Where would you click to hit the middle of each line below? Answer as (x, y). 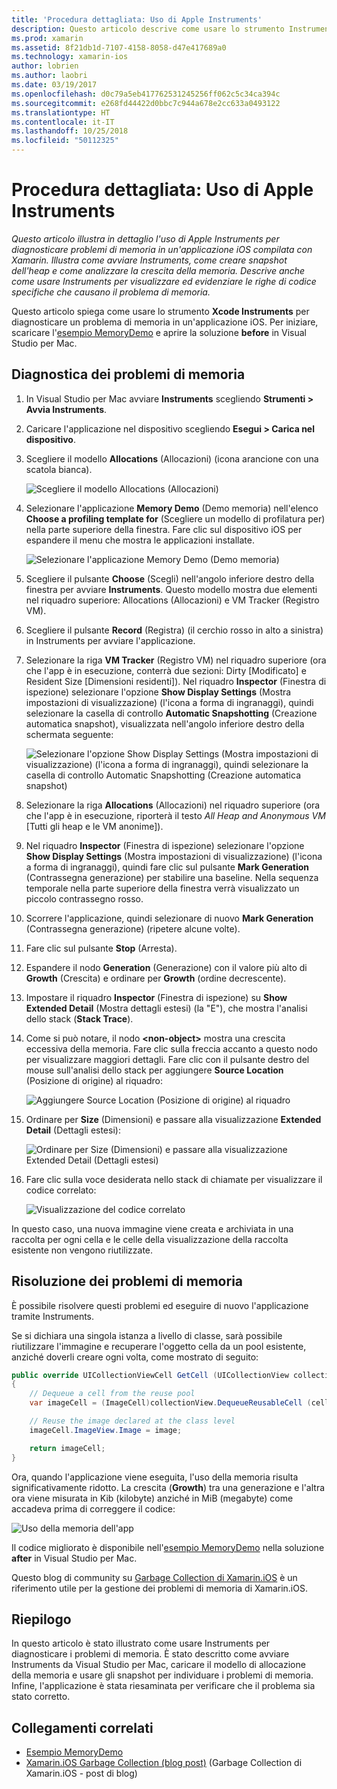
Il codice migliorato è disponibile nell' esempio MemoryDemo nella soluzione (168, 1547)
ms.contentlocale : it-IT (63, 122)
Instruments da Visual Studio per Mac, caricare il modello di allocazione (158, 1665)
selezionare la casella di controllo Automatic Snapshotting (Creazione (171, 713)
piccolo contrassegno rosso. (84, 898)
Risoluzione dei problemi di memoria (127, 1281)
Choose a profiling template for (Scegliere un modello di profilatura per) (175, 518)
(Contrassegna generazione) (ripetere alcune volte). (133, 928)
